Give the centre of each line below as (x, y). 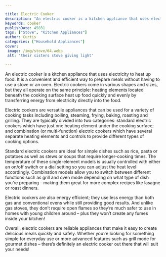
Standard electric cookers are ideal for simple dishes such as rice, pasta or (81, 151)
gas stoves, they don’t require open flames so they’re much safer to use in (81, 208)
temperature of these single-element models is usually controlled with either (83, 161)
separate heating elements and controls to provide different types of (75, 136)
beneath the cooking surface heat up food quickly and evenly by (71, 95)
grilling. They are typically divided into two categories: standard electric (78, 120)
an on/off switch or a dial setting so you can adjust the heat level (71, 167)
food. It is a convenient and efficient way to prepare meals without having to (83, 79)
